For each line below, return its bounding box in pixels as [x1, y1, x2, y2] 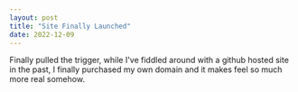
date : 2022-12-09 [9, 30, 75, 39]
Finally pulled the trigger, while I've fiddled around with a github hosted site [9, 55, 289, 66]
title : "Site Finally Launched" [9, 22, 131, 31]
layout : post [9, 13, 59, 23]
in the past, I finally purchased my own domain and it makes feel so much [9, 64, 283, 75]
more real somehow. [9, 74, 86, 85]
